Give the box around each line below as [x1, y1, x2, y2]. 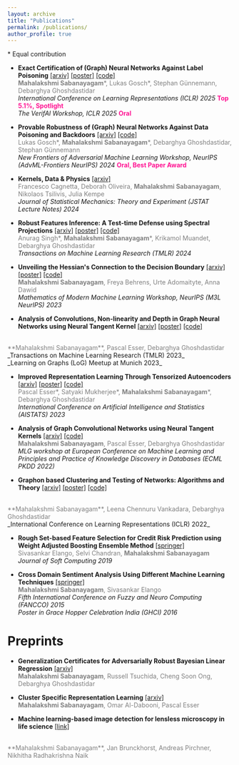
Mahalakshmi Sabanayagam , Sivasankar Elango [17, 585, 162, 594]
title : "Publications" [7, 17, 75, 24]
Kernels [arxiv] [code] [17, 432, 83, 441]
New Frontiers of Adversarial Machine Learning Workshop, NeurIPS [17, 153, 218, 162]
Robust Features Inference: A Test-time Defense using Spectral [17, 219, 210, 227]
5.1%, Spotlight [17, 101, 64, 111]
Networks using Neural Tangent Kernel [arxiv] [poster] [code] [17, 322, 203, 331]
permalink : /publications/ [7, 24, 88, 31]
